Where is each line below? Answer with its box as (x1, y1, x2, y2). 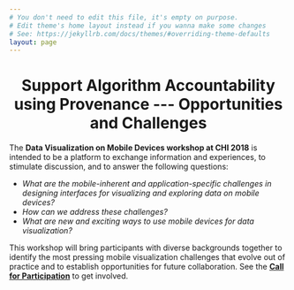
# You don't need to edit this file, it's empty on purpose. (9, 12, 239, 22)
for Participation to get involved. (9, 271, 129, 281)
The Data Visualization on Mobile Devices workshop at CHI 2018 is (9, 142, 258, 153)
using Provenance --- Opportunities (13, 95, 283, 115)
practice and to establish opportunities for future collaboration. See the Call (9, 262, 284, 272)
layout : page (9, 37, 57, 47)
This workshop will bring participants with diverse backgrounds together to (9, 242, 283, 253)
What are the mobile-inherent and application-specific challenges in (21, 179, 272, 189)
